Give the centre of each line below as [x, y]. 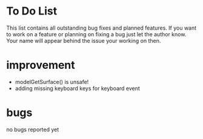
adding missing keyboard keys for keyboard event [78, 88]
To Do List [32, 11]
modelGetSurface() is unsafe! [52, 82]
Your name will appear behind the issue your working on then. [84, 40]
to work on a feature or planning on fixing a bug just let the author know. [96, 34]
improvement [41, 65]
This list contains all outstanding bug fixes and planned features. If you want [101, 28]
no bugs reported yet [33, 129]
